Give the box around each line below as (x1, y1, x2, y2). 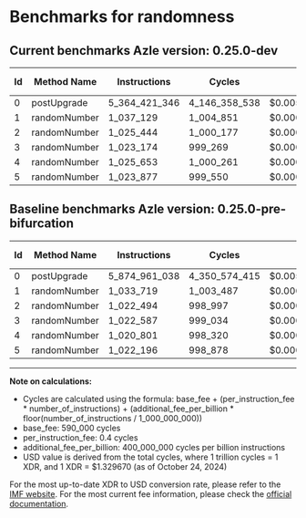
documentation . (9, 498, 69, 509)
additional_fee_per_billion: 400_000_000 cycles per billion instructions (22, 441, 285, 452)
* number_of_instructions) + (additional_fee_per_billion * (22, 403, 234, 414)
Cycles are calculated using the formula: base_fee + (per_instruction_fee (22, 393, 295, 404)
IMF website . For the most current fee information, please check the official (9, 488, 292, 499)
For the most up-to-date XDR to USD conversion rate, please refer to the (9, 479, 281, 490)
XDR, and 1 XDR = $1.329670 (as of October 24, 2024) (22, 461, 228, 471)
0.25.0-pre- (217, 202, 287, 217)
